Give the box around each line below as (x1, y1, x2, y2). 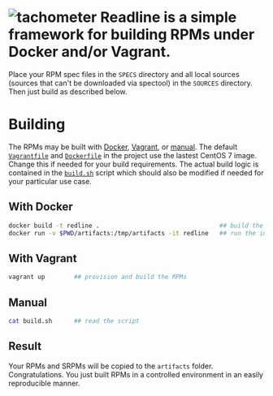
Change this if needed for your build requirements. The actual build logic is (8, 159, 259, 169)
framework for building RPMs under (8, 25, 255, 44)
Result (8, 339, 42, 353)
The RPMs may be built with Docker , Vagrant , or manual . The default (8, 142, 238, 152)
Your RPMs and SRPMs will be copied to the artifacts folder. (8, 361, 214, 371)
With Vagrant (8, 252, 77, 265)
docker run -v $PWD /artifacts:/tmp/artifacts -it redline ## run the (8, 229, 256, 237)
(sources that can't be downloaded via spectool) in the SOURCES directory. (8, 78, 253, 88)
